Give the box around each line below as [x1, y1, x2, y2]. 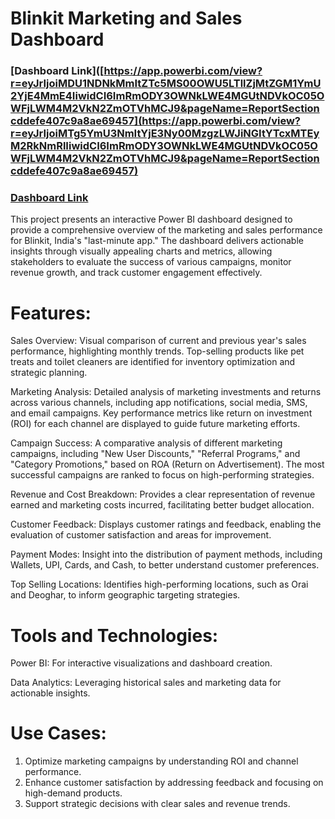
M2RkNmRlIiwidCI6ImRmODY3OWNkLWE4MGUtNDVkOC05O [10, 139, 318, 153]
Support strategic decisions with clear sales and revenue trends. [24, 798, 291, 810]
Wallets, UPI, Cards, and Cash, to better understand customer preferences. [10, 559, 320, 571]
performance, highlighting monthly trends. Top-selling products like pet [10, 345, 305, 357]
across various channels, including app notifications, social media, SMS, [10, 397, 308, 409]
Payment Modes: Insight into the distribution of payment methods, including [10, 548, 323, 561]
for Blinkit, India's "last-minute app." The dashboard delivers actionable [10, 235, 304, 247]
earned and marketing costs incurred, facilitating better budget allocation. [10, 499, 315, 511]
